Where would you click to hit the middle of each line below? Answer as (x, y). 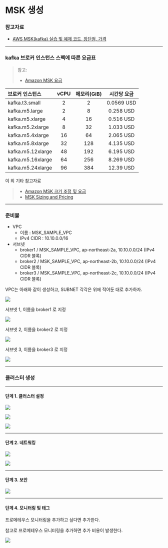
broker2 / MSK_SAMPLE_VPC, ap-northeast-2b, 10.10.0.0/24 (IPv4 (88, 261)
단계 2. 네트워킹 (20, 442)
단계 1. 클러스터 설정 (24, 396)
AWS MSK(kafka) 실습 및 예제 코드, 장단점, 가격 (59, 39)
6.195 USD (121, 151)
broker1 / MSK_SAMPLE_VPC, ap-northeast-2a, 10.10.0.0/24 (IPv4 (87, 250)
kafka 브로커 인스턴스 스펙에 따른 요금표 (50, 58)
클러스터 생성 (20, 378)
